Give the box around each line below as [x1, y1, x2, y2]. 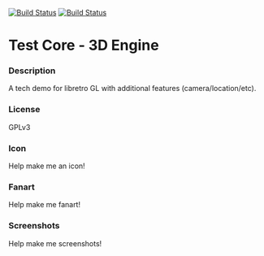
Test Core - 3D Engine [8, 37, 160, 54]
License [8, 104, 41, 115]
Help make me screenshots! [8, 238, 102, 248]
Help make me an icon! [8, 161, 85, 171]
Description [8, 65, 56, 76]
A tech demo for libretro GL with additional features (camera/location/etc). [8, 84, 257, 93]
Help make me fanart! [8, 200, 81, 210]
